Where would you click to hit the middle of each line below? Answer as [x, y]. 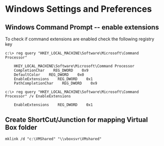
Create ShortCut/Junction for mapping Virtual [77, 120]
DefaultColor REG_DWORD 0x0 [49, 75]
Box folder [21, 128]
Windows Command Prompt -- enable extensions [82, 27]
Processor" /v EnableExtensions [38, 96]
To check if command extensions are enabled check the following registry [80, 39]
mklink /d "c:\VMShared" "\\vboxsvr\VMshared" [53, 139]
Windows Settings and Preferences [79, 9]
